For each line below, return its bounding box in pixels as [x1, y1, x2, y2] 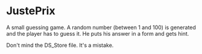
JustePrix [6, 4, 55, 18]
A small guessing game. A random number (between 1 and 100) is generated [6, 24, 196, 31]
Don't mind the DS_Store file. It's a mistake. [6, 42, 114, 49]
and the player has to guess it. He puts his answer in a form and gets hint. [6, 30, 189, 37]
